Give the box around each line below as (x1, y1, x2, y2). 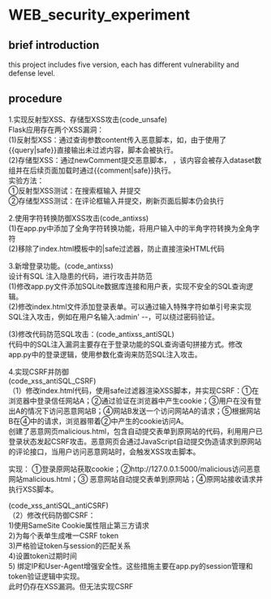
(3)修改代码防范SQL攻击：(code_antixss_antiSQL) (8, 329, 174, 339)
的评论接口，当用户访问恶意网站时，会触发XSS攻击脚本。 (8, 446, 200, 457)
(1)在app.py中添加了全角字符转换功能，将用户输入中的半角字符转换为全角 (8, 223, 253, 233)
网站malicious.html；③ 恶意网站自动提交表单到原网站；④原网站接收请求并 (8, 474, 264, 483)
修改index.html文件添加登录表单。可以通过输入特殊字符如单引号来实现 (17, 301, 252, 311)
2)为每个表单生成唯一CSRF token (8, 531, 119, 540)
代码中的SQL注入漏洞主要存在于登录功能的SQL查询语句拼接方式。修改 (8, 339, 243, 349)
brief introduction (8, 38, 100, 52)
